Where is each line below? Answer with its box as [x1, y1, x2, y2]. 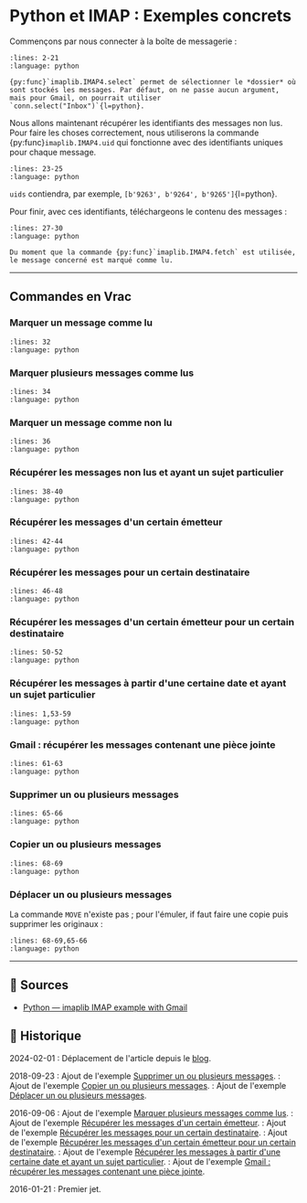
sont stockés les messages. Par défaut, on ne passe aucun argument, [9, 85, 281, 94]
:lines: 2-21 [9, 53, 59, 62]
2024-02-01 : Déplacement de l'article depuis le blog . [9, 1052, 212, 1063]
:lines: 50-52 [9, 648, 64, 657]
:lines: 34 [9, 387, 51, 396]
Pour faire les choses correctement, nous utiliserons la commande [9, 127, 259, 138]
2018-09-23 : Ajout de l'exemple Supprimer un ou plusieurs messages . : [9, 1070, 281, 1081]
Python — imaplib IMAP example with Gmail [22, 1002, 188, 1013]
